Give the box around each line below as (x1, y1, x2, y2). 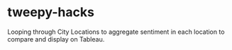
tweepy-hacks (7, 4, 94, 20)
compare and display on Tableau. (7, 35, 105, 43)
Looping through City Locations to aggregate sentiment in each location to (7, 27, 225, 36)
